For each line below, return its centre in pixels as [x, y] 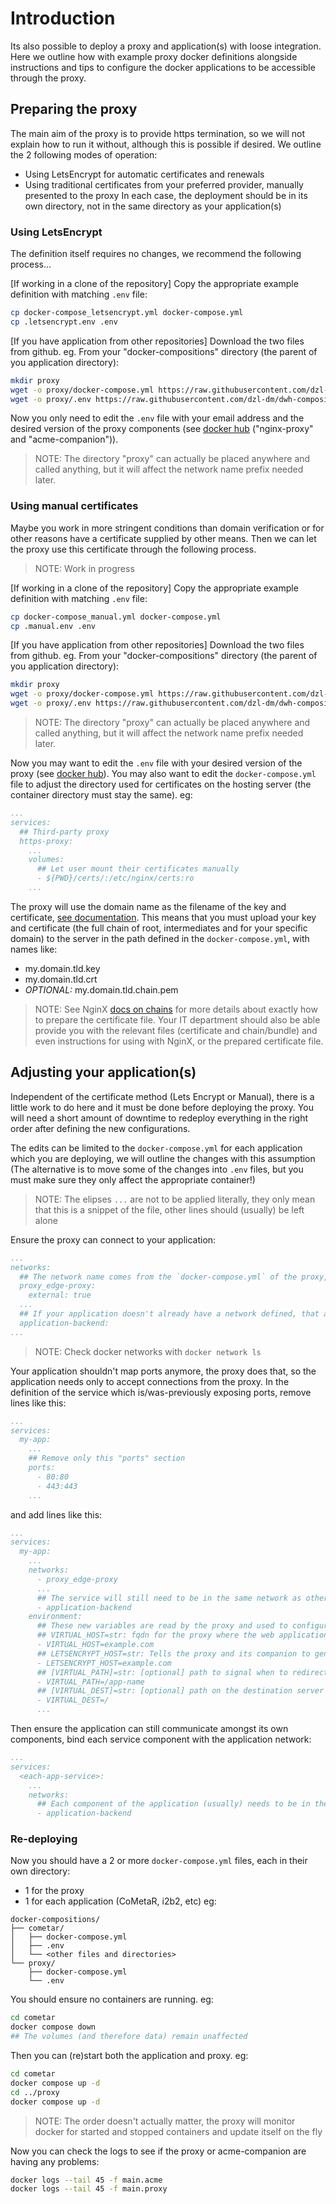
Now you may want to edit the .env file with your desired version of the [156, 763]
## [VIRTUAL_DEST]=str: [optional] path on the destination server [180, 1691]
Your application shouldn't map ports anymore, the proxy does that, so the [163, 1371]
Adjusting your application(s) [103, 1072]
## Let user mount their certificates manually [138, 869]
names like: [34, 949]
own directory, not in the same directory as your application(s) [153, 206]
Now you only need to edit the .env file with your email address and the [157, 418]
